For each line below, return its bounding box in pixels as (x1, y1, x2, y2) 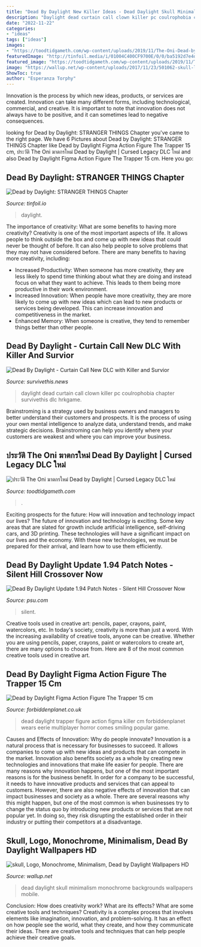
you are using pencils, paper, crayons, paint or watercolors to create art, (6, 639, 184, 646)
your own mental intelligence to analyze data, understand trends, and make (6, 420, 192, 427)
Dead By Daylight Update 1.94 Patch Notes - (6, 559, 173, 570)
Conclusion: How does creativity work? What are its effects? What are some (6, 902, 194, 909)
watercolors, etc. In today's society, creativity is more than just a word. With (6, 627, 193, 634)
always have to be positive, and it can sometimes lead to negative (6, 111, 169, 119)
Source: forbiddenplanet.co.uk (6, 706, 82, 713)
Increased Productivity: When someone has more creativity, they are (14, 266, 184, 273)
